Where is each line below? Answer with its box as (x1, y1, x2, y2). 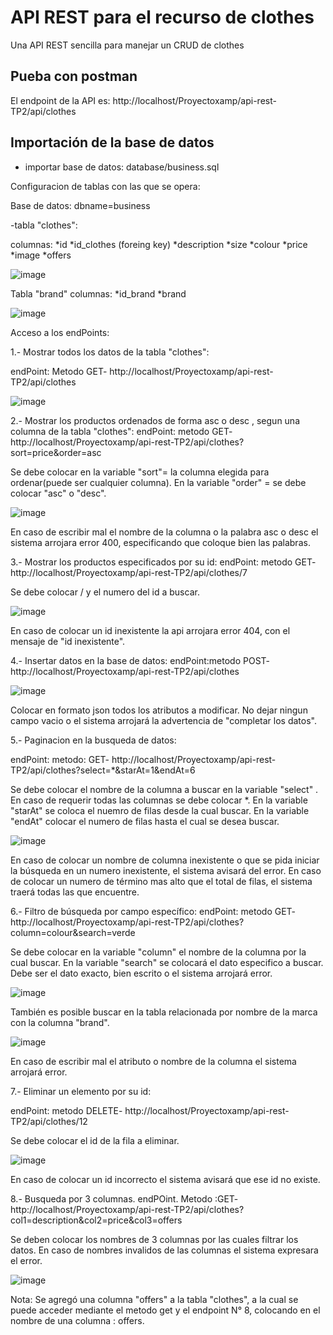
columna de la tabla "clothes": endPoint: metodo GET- (10, 425, 233, 437)
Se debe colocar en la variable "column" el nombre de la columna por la (10, 946, 307, 958)
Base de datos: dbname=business (10, 199, 151, 211)
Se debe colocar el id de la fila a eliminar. (10, 1134, 180, 1146)
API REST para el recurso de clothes (10, 6, 315, 29)
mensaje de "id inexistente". (10, 635, 126, 647)
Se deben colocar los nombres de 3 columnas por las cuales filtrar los (10, 1233, 299, 1245)
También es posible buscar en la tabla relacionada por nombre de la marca (10, 1006, 318, 1018)
